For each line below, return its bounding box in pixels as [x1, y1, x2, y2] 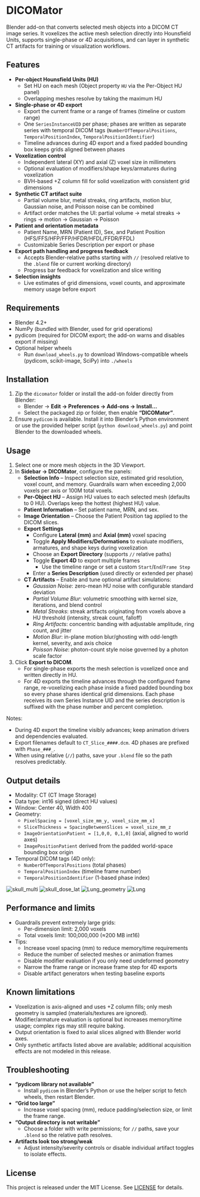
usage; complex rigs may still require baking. [14, 1022, 125, 1029]
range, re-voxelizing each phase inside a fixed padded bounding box [23, 684, 193, 691]
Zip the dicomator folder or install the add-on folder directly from [14, 390, 174, 397]
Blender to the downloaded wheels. [14, 429, 103, 436]
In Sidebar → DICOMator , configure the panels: [14, 468, 133, 475]
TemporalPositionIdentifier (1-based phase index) [23, 874, 150, 881]
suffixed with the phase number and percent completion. [23, 703, 164, 710]
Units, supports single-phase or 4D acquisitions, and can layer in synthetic [6, 36, 190, 43]
